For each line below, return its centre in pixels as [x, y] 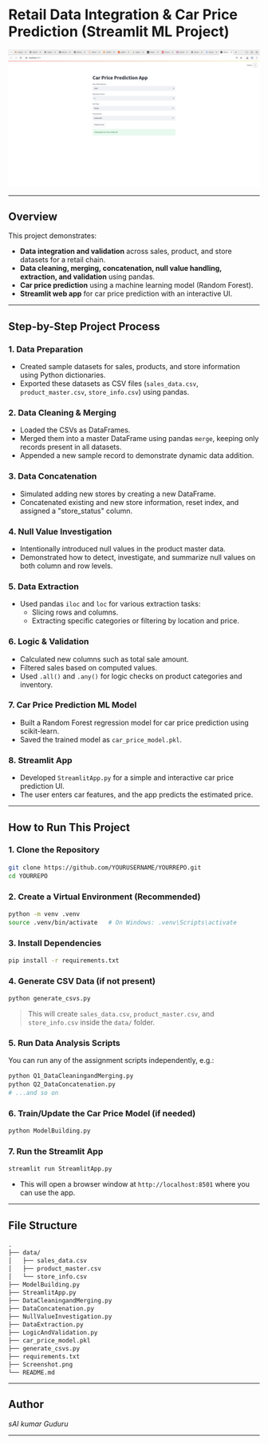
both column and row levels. [66, 566]
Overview [33, 216]
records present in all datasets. [71, 447]
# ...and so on [33, 1093]
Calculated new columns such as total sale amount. [104, 659]
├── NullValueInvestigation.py [60, 1317]
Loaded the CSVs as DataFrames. [75, 430]
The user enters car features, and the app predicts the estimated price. [136, 795]
